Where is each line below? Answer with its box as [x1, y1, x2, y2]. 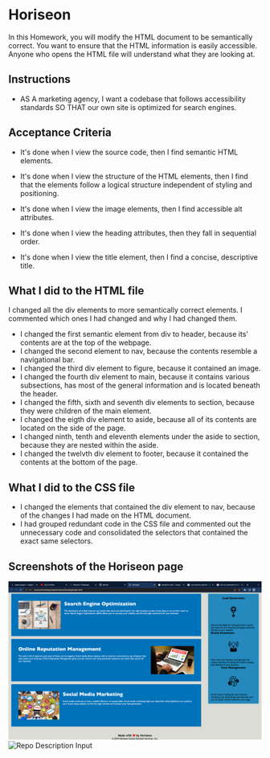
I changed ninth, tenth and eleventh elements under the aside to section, [19, 432, 260, 441]
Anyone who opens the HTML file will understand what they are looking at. [8, 49, 256, 59]
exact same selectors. [19, 536, 93, 546]
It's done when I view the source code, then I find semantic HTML [19, 147, 239, 157]
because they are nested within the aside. [19, 440, 159, 450]
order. [19, 236, 40, 246]
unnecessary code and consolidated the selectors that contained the [19, 528, 248, 538]
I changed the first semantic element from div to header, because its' [19, 330, 249, 339]
